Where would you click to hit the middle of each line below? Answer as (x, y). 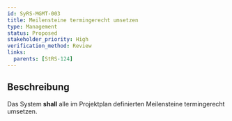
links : (17, 53)
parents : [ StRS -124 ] (43, 59)
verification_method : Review (49, 46)
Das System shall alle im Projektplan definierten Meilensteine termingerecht (116, 104)
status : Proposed (32, 33)
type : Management (32, 26)
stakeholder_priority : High (48, 40)
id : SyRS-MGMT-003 (34, 14)
